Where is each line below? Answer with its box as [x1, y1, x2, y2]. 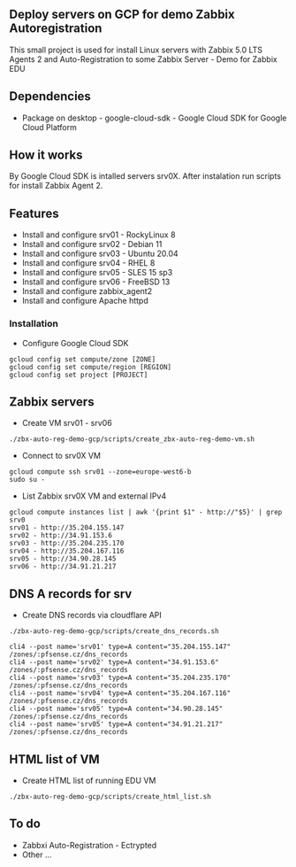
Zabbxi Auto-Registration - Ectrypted [21, 840, 157, 850]
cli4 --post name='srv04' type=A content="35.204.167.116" [9, 689, 231, 698]
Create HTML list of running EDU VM [21, 775, 156, 786]
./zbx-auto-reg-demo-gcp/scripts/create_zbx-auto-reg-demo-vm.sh [9, 435, 254, 444]
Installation [9, 318, 59, 330]
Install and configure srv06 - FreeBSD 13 [21, 276, 171, 287]
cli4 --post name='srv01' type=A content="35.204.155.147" [9, 642, 231, 652]
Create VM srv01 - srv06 [21, 418, 112, 429]
